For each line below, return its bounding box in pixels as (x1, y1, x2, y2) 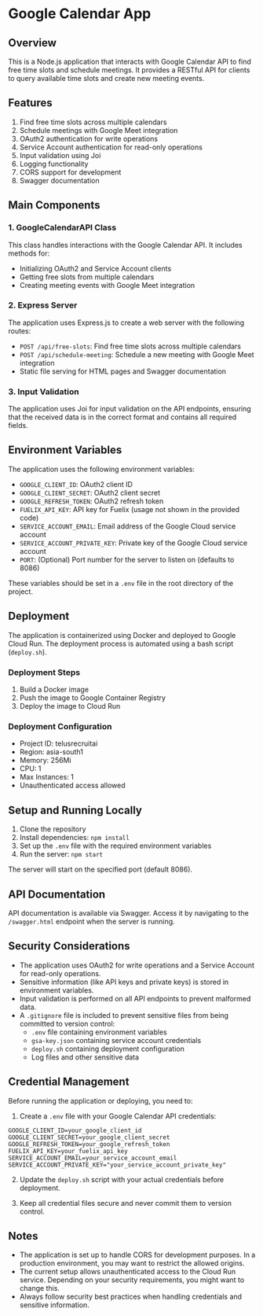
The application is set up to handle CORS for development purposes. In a (19, 1250, 256, 1259)
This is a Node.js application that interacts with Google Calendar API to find (8, 57, 251, 66)
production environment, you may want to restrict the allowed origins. (19, 1259, 245, 1268)
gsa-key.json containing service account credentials (31, 1035, 202, 1045)
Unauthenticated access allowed (19, 780, 126, 791)
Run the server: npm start (19, 850, 104, 859)
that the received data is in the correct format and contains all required (8, 412, 237, 422)
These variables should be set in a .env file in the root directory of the (8, 578, 234, 588)
